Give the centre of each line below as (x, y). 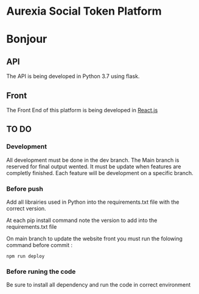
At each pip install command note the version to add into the (82, 220)
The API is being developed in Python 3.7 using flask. (73, 76)
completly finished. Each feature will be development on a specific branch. (100, 173)
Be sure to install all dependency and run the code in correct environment (99, 285)
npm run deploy (26, 256)
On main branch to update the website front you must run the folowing (94, 238)
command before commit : (40, 245)
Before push (25, 188)
